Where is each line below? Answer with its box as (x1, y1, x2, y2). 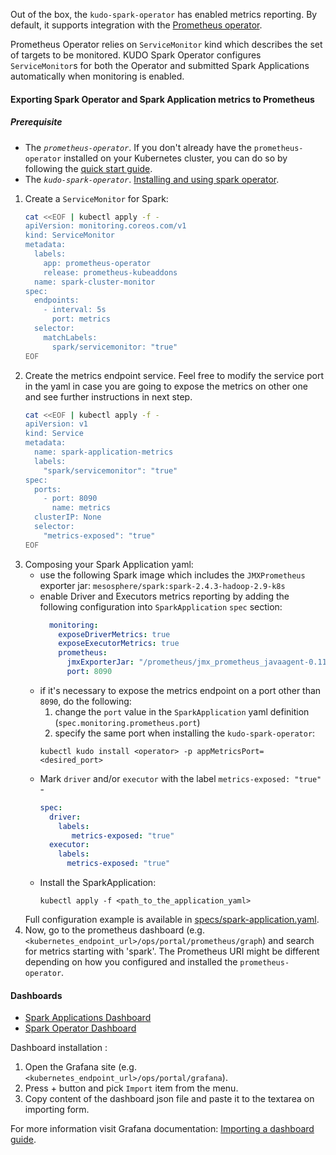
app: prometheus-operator (43, 258, 152, 268)
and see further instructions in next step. (24, 390, 193, 403)
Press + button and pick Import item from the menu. (24, 1082, 239, 1094)
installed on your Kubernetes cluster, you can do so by (63, 152, 288, 164)
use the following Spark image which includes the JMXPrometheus (39, 569, 306, 581)
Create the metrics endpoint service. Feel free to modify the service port (24, 369, 325, 381)
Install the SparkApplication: (39, 877, 157, 889)
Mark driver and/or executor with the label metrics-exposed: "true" (39, 772, 322, 784)
